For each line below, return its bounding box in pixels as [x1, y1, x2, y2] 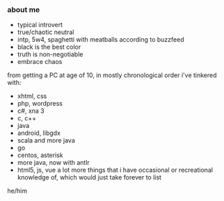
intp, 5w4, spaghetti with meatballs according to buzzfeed [17, 35, 184, 44]
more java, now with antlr [17, 159, 90, 167]
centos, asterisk [17, 151, 64, 159]
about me [7, 5, 40, 15]
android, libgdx [17, 129, 61, 137]
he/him [7, 186, 28, 195]
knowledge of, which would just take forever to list [17, 173, 162, 182]
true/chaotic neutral [17, 28, 74, 36]
